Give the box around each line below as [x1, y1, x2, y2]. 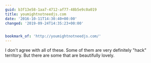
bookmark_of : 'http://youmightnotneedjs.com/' [5, 34, 101, 39]
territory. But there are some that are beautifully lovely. [5, 52, 115, 59]
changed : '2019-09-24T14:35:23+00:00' [5, 21, 84, 26]
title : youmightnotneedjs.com [5, 12, 67, 17]
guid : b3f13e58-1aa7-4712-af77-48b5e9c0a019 [5, 7, 97, 12]
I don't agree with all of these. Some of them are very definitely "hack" [5, 47, 147, 53]
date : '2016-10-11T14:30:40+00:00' [5, 16, 77, 21]
